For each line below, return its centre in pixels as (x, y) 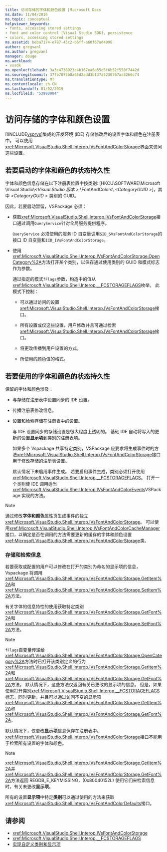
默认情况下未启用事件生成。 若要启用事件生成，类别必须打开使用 (79, 471)
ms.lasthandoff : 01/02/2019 (34, 89)
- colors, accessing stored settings (44, 38)
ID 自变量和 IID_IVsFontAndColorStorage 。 (65, 240)
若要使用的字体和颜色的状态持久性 (58, 376)
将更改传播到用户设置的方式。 (50, 348)
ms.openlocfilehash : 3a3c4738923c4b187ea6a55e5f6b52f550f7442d (72, 70)
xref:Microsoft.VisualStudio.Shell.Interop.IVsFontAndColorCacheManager (85, 528)
